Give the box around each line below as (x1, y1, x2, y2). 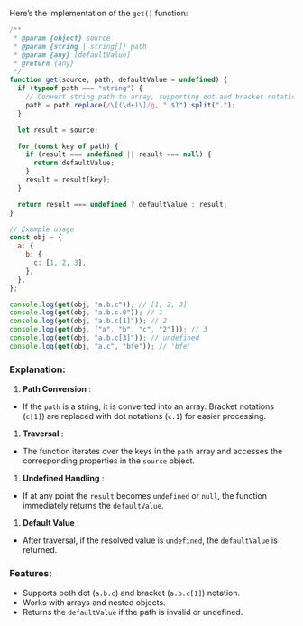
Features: (9, 566, 52, 579)
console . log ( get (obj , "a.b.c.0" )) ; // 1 (9, 308, 164, 317)
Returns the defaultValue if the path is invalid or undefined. (22, 607, 243, 618)
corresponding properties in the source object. (22, 455, 196, 466)
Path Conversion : (22, 384, 92, 395)
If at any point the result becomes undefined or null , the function (22, 491, 268, 501)
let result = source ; (17, 126, 99, 135)
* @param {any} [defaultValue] (13, 50, 131, 60)
